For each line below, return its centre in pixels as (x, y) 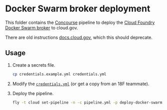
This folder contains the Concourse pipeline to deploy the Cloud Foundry (80, 22)
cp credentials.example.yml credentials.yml (59, 74)
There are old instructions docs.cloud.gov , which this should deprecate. (79, 37)
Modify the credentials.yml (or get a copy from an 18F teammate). (81, 84)
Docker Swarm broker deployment (78, 9)
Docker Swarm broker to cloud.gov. (42, 27)
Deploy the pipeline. (33, 93)
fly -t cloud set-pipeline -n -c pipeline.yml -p (65, 103)
